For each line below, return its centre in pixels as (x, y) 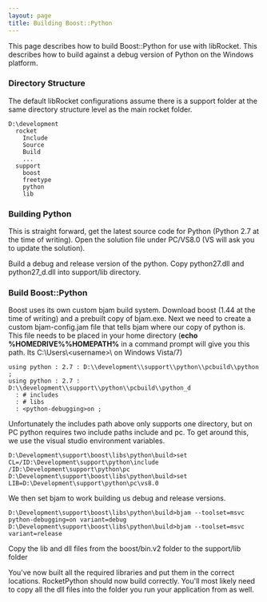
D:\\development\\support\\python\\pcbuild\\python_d (100, 388)
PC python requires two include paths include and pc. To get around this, (129, 433)
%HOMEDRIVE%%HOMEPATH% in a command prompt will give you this (129, 344)
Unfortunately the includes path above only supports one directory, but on (131, 424)
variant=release (35, 534)
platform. (23, 63)
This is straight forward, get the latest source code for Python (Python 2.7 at (134, 232)
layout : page (30, 16)
